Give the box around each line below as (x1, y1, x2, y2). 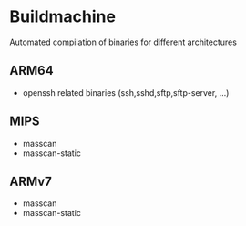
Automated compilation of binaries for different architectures (9, 36, 237, 47)
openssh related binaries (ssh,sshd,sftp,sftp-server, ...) (22, 87, 230, 98)
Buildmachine (9, 6, 117, 27)
